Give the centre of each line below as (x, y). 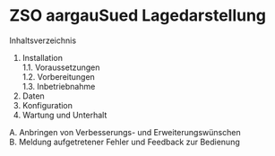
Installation (43, 57)
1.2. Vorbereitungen (59, 76)
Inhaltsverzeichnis (43, 40)
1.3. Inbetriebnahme (59, 86)
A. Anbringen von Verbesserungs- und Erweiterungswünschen (125, 132)
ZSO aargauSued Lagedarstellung (138, 16)
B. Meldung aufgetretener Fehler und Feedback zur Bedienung (125, 142)
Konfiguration (47, 105)
